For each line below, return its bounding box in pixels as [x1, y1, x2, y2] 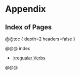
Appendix [5, 3, 46, 15]
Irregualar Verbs [12, 55, 45, 61]
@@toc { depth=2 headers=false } [5, 36, 76, 42]
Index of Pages [5, 23, 52, 31]
